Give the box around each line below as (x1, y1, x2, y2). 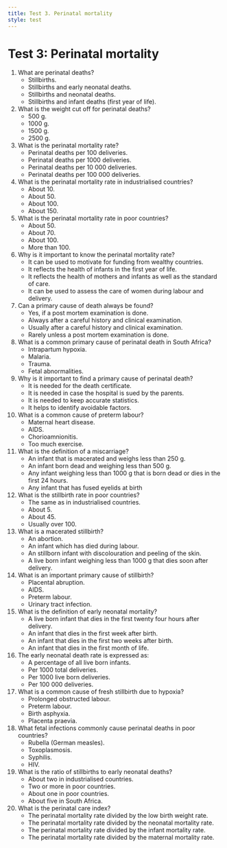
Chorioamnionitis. (27, 433, 78, 441)
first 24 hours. (27, 476, 69, 485)
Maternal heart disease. (27, 418, 95, 426)
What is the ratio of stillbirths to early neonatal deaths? (17, 768, 173, 776)
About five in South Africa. (27, 797, 104, 805)
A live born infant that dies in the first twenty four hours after (27, 615, 200, 623)
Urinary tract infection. (27, 601, 92, 609)
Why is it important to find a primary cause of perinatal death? (17, 374, 193, 383)
